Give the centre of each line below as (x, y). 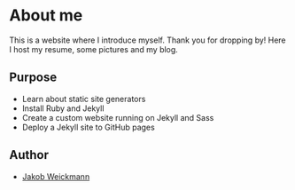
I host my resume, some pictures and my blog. (94, 49)
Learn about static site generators (84, 99)
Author (29, 155)
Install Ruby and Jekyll (63, 108)
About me (46, 16)
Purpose (33, 78)
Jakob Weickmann (56, 176)
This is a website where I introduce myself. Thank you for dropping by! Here (147, 40)
